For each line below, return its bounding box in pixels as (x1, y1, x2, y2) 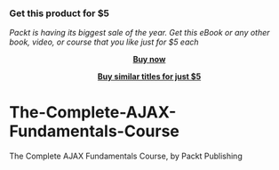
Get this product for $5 (9, 7, 109, 20)
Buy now (132, 54, 166, 65)
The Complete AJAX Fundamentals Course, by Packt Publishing (9, 150, 243, 162)
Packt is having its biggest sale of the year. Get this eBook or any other (9, 28, 270, 38)
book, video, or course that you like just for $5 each (9, 36, 199, 47)
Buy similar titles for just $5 (97, 71, 202, 82)
